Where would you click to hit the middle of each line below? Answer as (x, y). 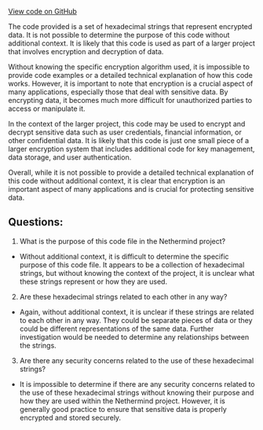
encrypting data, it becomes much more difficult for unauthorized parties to (130, 100)
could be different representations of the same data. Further (117, 329)
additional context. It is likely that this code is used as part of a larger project (131, 43)
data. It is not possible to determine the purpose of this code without (119, 35)
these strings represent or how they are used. (93, 281)
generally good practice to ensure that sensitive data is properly (123, 409)
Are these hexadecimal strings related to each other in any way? (123, 296)
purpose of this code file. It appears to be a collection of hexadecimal (132, 265)
